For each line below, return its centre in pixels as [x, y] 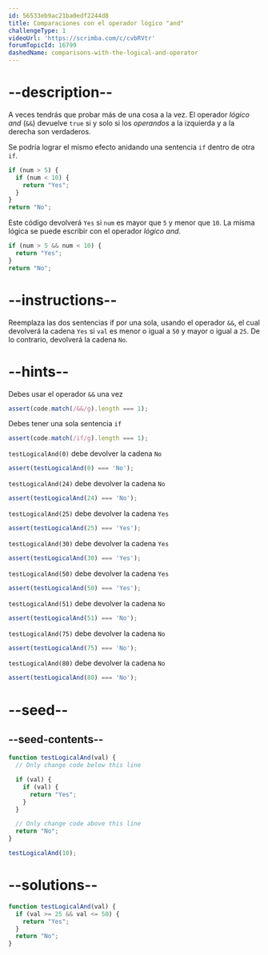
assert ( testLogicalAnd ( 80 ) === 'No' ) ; [73, 678]
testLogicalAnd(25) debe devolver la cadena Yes [89, 513]
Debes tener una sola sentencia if [65, 424]
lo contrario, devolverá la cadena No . [68, 339]
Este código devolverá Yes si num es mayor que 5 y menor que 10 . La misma [132, 223]
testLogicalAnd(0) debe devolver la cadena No [85, 454]
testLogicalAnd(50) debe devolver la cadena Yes [89, 573]
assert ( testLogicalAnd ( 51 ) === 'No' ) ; [73, 618]
